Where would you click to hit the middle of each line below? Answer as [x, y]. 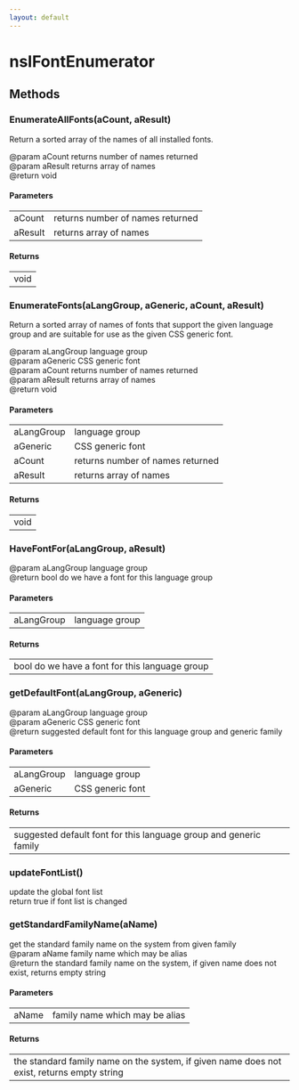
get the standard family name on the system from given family [123, 944]
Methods [35, 94]
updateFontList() [46, 872]
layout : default [39, 17]
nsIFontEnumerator [82, 61]
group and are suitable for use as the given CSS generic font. [121, 334]
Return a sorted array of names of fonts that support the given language [141, 325]
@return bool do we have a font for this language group [111, 577]
